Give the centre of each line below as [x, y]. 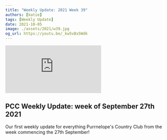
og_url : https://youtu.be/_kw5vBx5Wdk [46, 34]
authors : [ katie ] [24, 15]
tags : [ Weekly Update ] [29, 19]
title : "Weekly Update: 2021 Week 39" [46, 10]
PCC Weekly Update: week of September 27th [80, 107]
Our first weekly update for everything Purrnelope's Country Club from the [84, 127]
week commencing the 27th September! [47, 132]
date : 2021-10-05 [24, 24]
